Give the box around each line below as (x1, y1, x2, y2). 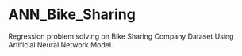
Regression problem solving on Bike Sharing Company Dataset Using (8, 32, 234, 41)
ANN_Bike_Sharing (8, 6, 136, 24)
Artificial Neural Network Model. (8, 39, 113, 49)
